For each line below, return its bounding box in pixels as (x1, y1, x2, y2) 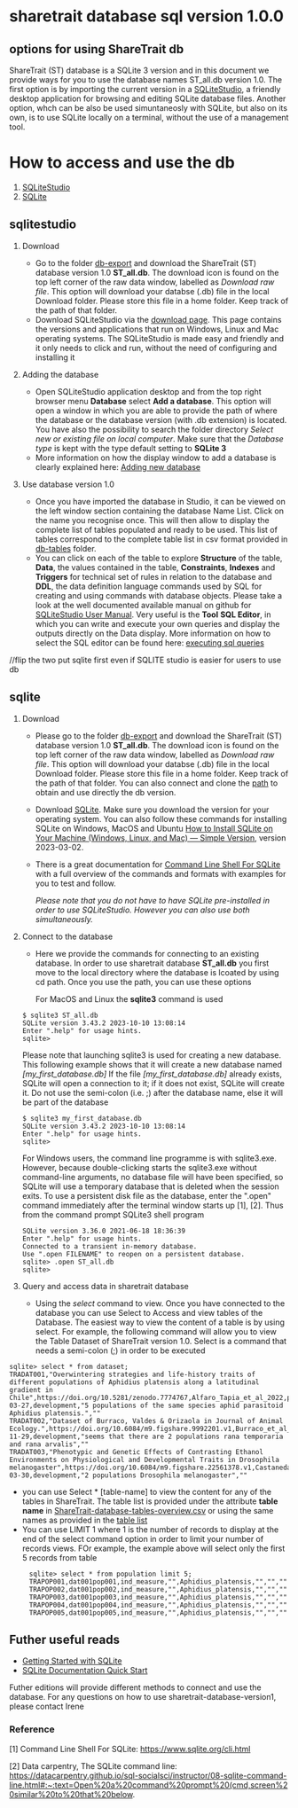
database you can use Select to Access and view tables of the (35, 1307, 263, 1318)
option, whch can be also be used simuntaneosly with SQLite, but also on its (9, 103, 288, 113)
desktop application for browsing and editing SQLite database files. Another (9, 93, 286, 104)
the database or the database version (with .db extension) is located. (35, 414, 287, 425)
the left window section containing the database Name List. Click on (35, 505, 284, 516)
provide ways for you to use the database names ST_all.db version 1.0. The (9, 74, 282, 85)
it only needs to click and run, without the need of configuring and (35, 342, 278, 353)
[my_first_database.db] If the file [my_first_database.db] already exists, (21, 1068, 282, 1079)
